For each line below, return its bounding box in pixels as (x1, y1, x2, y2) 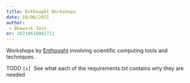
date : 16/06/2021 (6, 14, 50, 20)
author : (6, 20, 26, 25)
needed (6, 71, 25, 78)
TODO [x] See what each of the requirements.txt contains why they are (6, 65, 184, 72)
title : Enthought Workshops (6, 8, 76, 15)
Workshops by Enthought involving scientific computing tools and (6, 47, 168, 54)
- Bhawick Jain (8, 25, 47, 31)
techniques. (6, 53, 35, 60)
